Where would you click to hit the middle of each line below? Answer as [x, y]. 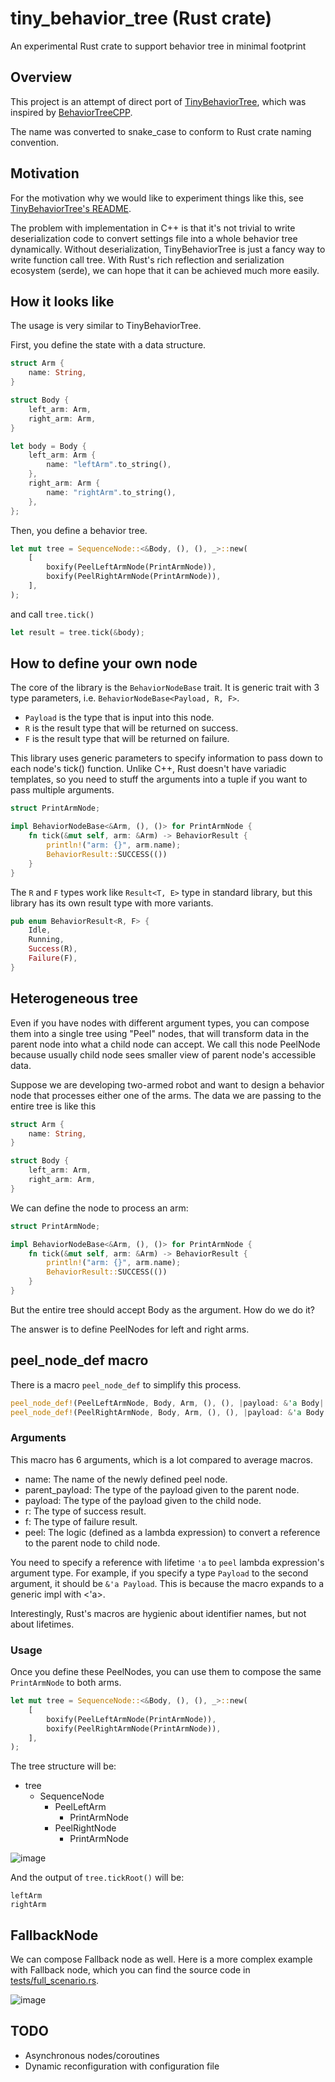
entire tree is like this [53, 1106]
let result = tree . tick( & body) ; [77, 632]
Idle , [40, 930]
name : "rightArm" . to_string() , [111, 492]
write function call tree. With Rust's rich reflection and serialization [147, 259]
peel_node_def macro [79, 1360]
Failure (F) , [53, 958]
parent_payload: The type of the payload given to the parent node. [162, 1489]
